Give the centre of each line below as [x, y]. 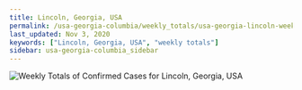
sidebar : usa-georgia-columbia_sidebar [84, 51]
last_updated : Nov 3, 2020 [60, 34]
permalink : [30, 26]
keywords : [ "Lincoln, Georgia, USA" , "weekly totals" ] [114, 42]
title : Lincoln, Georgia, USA [66, 17]
